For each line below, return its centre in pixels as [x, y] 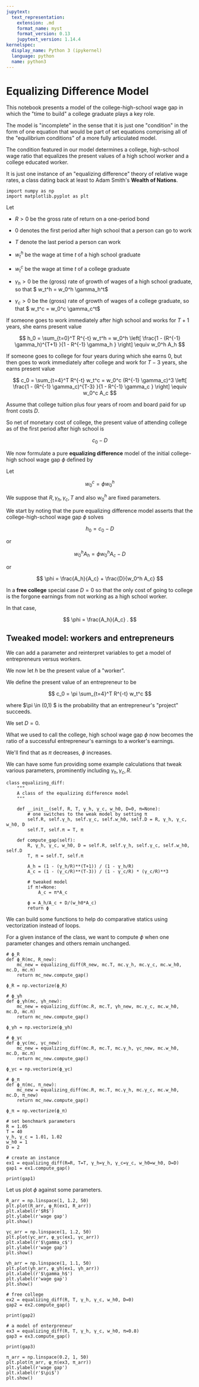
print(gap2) [21, 1315]
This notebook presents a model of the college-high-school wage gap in [95, 107]
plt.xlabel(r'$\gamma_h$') [40, 1274]
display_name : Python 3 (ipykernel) [57, 51]
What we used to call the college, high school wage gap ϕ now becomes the [100, 735]
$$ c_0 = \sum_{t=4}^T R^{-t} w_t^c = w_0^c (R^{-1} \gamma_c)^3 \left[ [100, 380]
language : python [33, 56]
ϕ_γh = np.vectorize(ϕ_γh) [40, 1027]
